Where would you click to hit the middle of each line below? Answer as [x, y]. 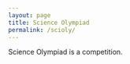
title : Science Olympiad [49, 23]
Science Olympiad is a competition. [66, 52]
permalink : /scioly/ [42, 30]
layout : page [30, 15]
